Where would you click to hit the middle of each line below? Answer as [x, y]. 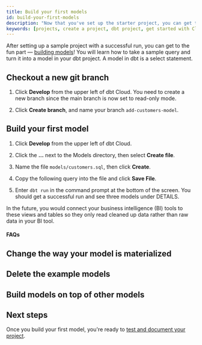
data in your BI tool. [30, 221]
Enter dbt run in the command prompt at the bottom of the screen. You [103, 190]
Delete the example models [58, 274]
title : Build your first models [47, 12]
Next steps [27, 315]
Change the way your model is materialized [89, 253]
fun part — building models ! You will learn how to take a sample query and [98, 52]
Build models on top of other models [75, 295]
